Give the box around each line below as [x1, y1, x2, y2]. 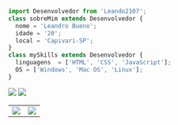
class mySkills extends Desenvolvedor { [8, 51, 144, 59]
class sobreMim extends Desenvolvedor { [8, 14, 144, 23]
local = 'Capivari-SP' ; [15, 36, 93, 45]
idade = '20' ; [15, 29, 62, 37]
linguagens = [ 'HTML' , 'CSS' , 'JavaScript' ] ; [15, 59, 172, 67]
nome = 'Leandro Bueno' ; [15, 22, 97, 30]
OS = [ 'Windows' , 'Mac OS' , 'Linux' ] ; [15, 66, 144, 74]
